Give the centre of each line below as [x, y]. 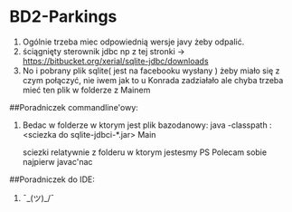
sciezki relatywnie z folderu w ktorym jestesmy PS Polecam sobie [145, 152]
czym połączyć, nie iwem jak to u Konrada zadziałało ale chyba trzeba [153, 80]
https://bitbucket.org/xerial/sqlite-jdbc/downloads [116, 61]
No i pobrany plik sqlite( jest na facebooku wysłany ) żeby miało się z [151, 71]
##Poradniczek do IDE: [52, 179]
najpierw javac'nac [57, 161]
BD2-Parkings [63, 17]
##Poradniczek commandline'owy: [74, 107]
